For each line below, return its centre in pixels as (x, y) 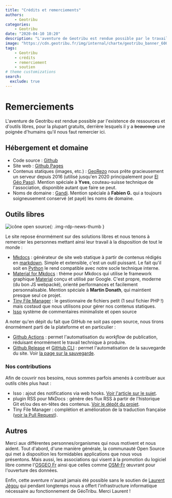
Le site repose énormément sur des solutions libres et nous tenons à (78, 236)
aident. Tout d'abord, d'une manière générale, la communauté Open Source (85, 449)
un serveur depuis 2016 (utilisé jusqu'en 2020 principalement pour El (85, 177)
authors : (15, 15)
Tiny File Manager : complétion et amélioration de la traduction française (89, 409)
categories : (18, 24)
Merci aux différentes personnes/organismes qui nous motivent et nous (81, 443)
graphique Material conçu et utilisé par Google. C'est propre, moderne (87, 279)
